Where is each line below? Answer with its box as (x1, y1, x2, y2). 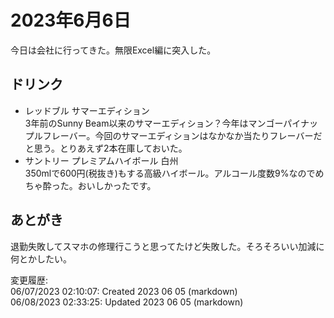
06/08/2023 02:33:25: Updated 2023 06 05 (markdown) (10, 296, 244, 308)
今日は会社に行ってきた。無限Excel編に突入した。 (10, 44, 217, 56)
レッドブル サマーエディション (24, 104, 150, 116)
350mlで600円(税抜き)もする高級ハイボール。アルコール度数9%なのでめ (24, 167, 325, 179)
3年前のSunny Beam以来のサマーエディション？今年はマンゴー (24, 117, 284, 129)
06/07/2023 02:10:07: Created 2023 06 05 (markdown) (10, 285, 238, 297)
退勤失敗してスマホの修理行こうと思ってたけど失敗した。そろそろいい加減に (10, 240, 325, 252)
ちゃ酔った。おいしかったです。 (24, 179, 157, 191)
